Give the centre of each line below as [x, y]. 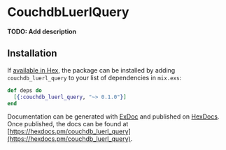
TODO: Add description [42, 31]
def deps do [24, 90]
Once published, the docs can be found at [68, 124]
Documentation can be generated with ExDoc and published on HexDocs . [113, 117]
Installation [32, 53]
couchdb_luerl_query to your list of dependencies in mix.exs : [94, 77]
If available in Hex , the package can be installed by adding [91, 70]
